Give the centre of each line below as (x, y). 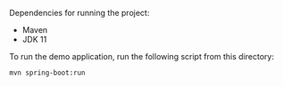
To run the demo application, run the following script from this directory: (142, 56)
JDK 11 (34, 39)
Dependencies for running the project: (79, 13)
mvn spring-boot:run (48, 73)
